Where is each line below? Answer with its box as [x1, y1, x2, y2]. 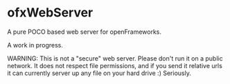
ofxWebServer [7, 5, 94, 21]
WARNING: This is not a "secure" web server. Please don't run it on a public [7, 54, 223, 63]
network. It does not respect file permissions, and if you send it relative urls [7, 61, 223, 70]
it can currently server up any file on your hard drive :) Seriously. [7, 69, 192, 77]
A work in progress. [7, 41, 64, 49]
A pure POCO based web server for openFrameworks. [7, 28, 161, 36]
